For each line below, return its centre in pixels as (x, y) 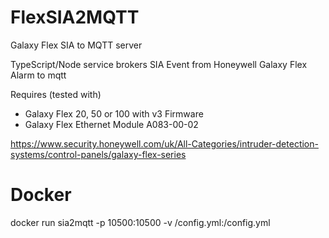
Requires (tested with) (56, 94)
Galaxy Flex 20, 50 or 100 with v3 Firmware (114, 113)
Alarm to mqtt (38, 75)
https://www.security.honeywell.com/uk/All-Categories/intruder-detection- (164, 143)
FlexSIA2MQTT (75, 17)
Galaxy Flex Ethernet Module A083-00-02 (111, 124)
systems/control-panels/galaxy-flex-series (98, 154)
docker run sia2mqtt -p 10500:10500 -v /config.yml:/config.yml (140, 222)
